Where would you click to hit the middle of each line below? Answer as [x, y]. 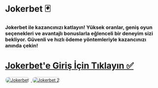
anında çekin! [22, 46]
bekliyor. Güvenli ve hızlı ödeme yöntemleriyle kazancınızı [76, 40]
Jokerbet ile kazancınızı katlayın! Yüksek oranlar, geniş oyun [79, 28]
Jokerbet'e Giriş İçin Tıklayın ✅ [69, 66]
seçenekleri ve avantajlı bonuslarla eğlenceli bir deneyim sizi [79, 34]
